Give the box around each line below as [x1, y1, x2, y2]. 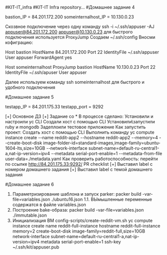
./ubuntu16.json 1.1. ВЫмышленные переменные [51, 197, 152, 202]
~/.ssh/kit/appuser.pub [12, 244, 60, 250]
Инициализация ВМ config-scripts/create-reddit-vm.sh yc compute [12, 218, 153, 224]
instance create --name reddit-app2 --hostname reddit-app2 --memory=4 [5, 135, 159, 140]
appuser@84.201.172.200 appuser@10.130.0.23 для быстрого [5, 29, 133, 34]
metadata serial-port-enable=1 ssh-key [40, 239, 121, 245]
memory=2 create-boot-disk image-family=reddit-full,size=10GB [12, 228, 146, 234]
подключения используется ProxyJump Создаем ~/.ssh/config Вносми [5, 34, 156, 40]
